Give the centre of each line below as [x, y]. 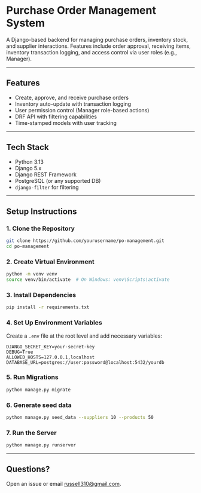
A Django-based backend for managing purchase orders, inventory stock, [97, 39]
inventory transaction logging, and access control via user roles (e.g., [92, 52]
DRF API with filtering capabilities [56, 117]
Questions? [28, 469]
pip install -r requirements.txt [48, 307]
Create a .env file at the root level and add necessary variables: [84, 336]
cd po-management [28, 246]
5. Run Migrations [32, 377]
